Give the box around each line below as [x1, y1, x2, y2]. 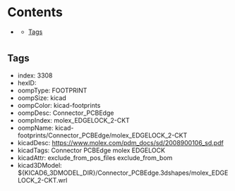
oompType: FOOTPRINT [17, 86, 88, 94]
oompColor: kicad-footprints [17, 101, 101, 109]
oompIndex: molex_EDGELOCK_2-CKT [17, 116, 131, 124]
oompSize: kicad [17, 93, 67, 102]
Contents [7, 4, 64, 20]
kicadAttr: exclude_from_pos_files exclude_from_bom [17, 153, 173, 162]
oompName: [17, 123, 54, 132]
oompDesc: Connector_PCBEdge [17, 109, 114, 117]
